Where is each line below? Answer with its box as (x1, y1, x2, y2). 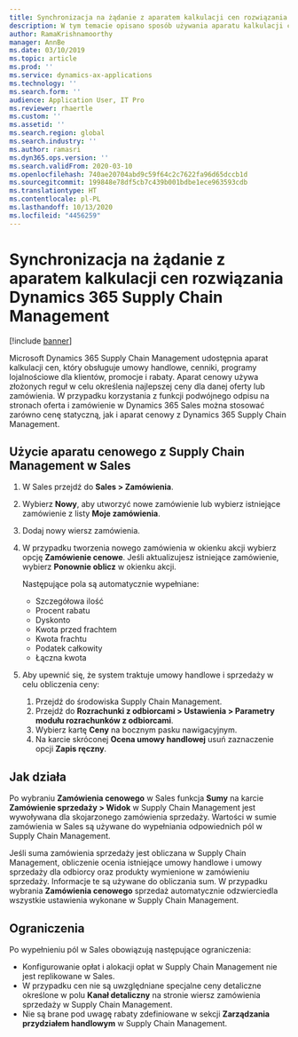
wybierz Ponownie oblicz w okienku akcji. (21, 561, 177, 573)
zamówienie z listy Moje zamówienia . (21, 508, 161, 519)
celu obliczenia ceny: (21, 679, 100, 690)
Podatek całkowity (35, 643, 103, 653)
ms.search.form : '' (9, 87, 82, 96)
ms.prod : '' (9, 63, 53, 72)
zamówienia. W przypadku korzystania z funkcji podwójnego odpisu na (9, 390, 270, 400)
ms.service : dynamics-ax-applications (9, 71, 153, 80)
